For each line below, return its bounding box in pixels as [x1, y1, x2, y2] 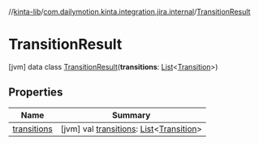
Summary [112, 109, 151, 121]
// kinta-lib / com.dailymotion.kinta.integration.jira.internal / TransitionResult [8, 7, 251, 16]
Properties [8, 85, 63, 100]
